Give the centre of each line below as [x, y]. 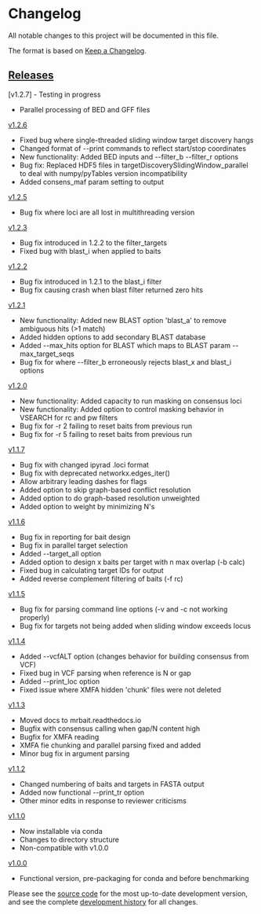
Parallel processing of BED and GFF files [85, 109]
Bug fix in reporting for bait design [75, 537]
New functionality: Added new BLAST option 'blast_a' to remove [123, 320]
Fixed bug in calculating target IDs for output [92, 570]
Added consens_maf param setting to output [92, 182]
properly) [34, 617]
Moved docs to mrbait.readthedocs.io [80, 720]
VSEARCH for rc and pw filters [69, 417]
